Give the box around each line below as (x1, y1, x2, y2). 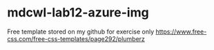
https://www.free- (155, 27, 207, 36)
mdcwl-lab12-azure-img (7, 5, 150, 21)
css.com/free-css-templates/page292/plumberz (7, 34, 145, 42)
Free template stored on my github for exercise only (7, 27, 155, 36)
